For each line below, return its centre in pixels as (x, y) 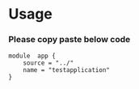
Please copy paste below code (69, 40)
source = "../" (48, 63)
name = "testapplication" (67, 70)
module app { (32, 56)
